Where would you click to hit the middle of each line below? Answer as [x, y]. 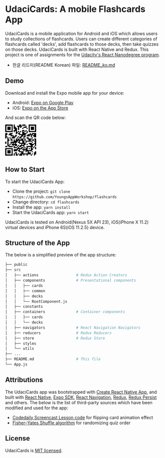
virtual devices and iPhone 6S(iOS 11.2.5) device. [55, 227]
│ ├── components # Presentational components [71, 280]
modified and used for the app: [37, 408]
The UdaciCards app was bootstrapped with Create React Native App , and [81, 392]
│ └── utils [20, 349]
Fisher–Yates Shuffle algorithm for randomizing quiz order [71, 423]
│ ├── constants [24, 307]
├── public [16, 265]
